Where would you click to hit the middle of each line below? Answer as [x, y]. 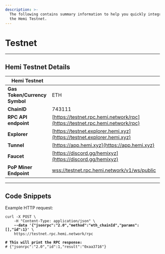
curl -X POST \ [21, 217]
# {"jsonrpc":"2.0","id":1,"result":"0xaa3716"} [56, 247]
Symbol [17, 101]
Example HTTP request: [29, 208]
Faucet [16, 156]
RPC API [17, 117]
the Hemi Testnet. [28, 19]
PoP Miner [20, 167]
